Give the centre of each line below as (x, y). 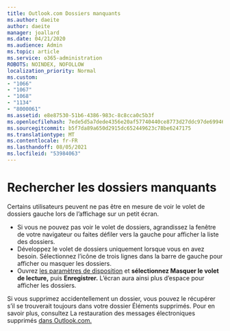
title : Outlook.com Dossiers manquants (64, 13)
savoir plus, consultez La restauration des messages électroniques (101, 313)
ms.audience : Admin (35, 45)
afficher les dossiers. (47, 285)
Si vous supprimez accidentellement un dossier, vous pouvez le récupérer (111, 298)
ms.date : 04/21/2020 (37, 39)
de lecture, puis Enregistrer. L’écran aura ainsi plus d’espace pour (111, 278)
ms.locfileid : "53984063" (44, 154)
